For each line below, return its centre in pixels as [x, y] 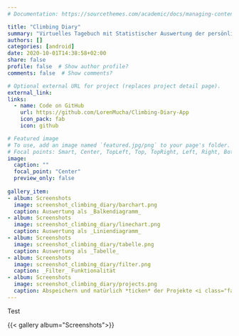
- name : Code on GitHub [49, 106]
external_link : [30, 93]
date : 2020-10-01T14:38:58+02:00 [57, 53]
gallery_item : [28, 191]
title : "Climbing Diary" [44, 27]
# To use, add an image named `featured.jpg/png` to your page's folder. [119, 145]
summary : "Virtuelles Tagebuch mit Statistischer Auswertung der [106, 33]
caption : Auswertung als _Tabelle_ [67, 251]
